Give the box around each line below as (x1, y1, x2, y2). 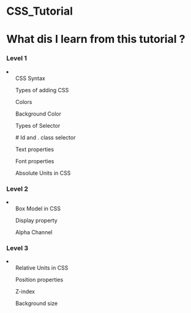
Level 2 (6, 185, 29, 193)
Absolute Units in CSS (15, 169, 71, 177)
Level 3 (6, 243, 29, 252)
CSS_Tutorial (6, 4, 73, 18)
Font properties (15, 157, 54, 164)
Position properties (15, 276, 64, 284)
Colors (15, 98, 32, 105)
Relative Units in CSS (15, 264, 69, 271)
